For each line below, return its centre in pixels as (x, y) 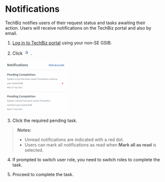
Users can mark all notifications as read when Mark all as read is (90, 145)
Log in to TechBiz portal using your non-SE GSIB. (62, 42)
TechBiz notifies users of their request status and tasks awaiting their (75, 23)
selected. (34, 150)
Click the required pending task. (45, 120)
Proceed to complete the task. (43, 174)
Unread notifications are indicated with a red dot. (74, 140)
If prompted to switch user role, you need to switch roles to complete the (86, 159)
